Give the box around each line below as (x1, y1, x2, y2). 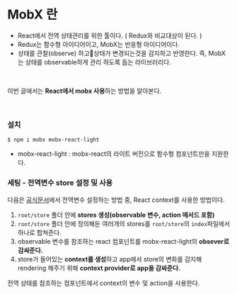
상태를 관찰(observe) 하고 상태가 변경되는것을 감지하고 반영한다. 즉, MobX (17, 49, 226, 57)
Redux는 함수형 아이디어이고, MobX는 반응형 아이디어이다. (17, 40, 180, 48)
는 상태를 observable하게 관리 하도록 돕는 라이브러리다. (17, 57, 171, 66)
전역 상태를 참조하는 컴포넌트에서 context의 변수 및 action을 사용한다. (7, 278, 200, 287)
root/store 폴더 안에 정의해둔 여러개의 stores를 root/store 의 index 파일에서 (17, 219, 231, 227)
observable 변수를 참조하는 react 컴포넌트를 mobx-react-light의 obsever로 (17, 237, 230, 245)
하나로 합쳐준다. (17, 228, 62, 237)
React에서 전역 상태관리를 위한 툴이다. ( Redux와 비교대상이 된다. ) (17, 31, 202, 40)
